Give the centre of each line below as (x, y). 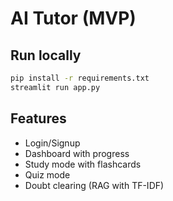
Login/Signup (52, 143)
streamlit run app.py (55, 87)
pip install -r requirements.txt (80, 78)
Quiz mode (47, 174)
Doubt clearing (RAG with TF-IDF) (94, 185)
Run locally (46, 55)
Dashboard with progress (77, 153)
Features (38, 118)
